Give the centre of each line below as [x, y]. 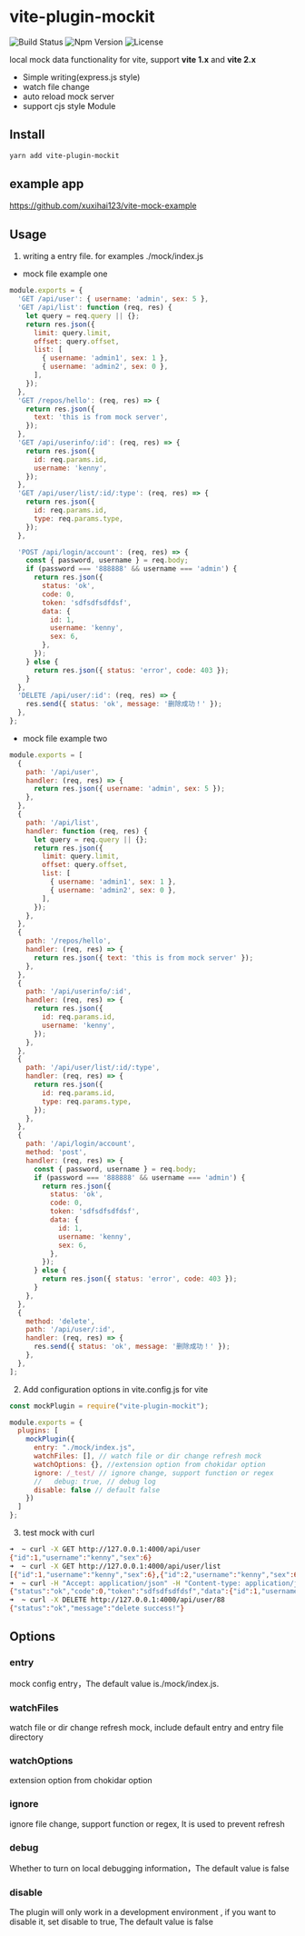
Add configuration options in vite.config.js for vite [115, 1389]
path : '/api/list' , [63, 823]
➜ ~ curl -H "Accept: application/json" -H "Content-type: [126, 1583]
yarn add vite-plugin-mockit [64, 155]
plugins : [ [38, 1431]
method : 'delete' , [60, 1321]
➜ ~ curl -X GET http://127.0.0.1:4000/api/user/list [115, 1566]
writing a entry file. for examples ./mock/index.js [113, 256]
